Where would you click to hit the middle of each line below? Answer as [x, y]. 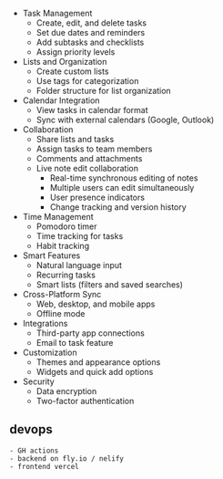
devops [31, 429]
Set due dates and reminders [91, 32]
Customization [50, 352]
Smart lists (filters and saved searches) [110, 285]
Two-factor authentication [85, 401]
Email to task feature [75, 343]
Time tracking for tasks [80, 236]
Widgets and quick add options [95, 372]
